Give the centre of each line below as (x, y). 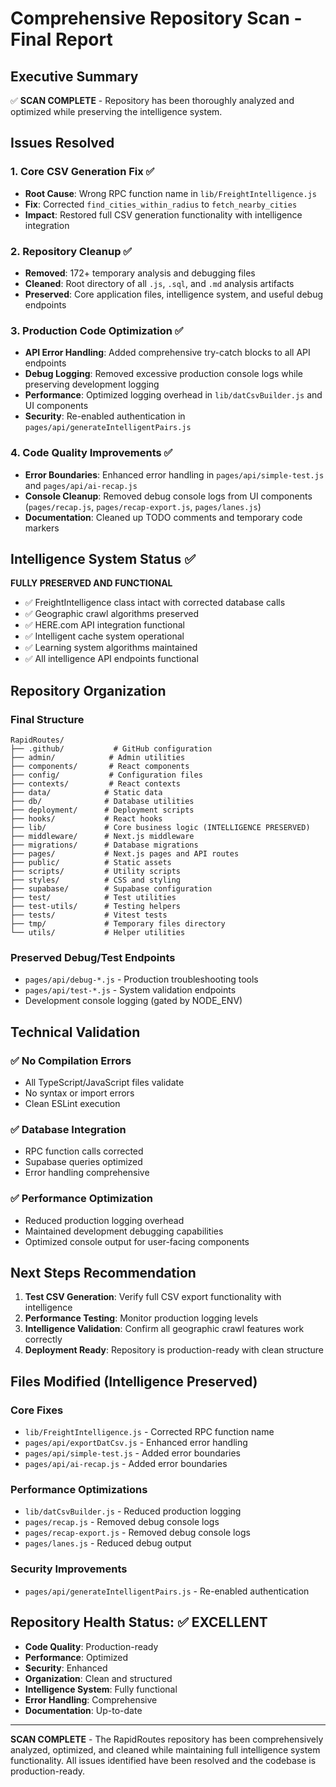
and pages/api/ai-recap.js (81, 485)
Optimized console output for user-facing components (137, 1241)
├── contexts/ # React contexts (96, 784)
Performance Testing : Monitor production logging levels (141, 1318)
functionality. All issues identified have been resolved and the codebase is (163, 1760)
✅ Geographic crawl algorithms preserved (112, 614)
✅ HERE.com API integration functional (104, 625)
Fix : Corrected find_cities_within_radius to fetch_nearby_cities (161, 204)
